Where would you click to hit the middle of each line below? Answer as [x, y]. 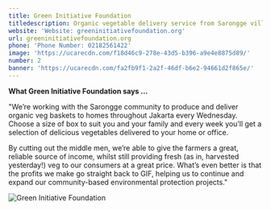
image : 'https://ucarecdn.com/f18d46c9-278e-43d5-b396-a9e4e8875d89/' [129, 53]
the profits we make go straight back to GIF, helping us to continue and [126, 173]
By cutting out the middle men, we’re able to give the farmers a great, [124, 148]
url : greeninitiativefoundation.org [70, 38]
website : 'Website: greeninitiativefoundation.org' [97, 31]
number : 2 [25, 61]
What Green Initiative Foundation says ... [78, 91]
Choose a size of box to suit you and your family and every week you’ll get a [135, 124]
